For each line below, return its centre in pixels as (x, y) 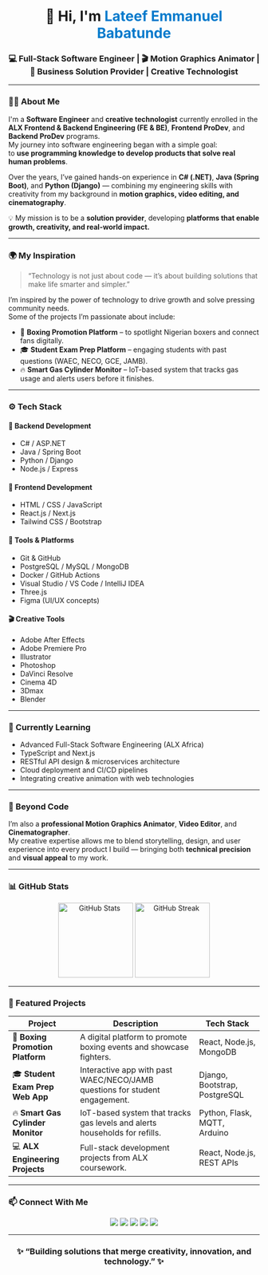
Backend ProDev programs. (54, 136)
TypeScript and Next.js (57, 753)
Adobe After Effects (52, 639)
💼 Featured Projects (47, 1003)
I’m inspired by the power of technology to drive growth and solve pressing (132, 300)
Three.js (33, 592)
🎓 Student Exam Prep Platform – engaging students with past (123, 349)
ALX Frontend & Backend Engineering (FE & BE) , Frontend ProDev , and (127, 128)
